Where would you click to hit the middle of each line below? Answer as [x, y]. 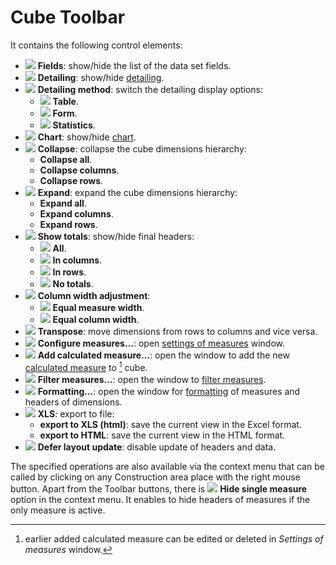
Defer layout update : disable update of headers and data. [157, 447]
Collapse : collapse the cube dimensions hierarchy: [142, 148]
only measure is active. [58, 510]
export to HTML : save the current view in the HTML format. [162, 435]
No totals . [73, 283]
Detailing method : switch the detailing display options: [150, 89]
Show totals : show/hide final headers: [116, 236]
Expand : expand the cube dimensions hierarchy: [137, 192]
